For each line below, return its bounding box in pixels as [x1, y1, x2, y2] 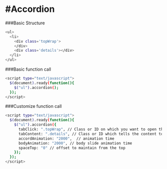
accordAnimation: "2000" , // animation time [18, 136, 114, 141]
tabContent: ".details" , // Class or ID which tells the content [18, 131, 157, 136]
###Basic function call [5, 66, 51, 73]
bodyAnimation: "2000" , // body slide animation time [18, 141, 133, 146]
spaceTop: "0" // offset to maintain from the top [18, 145, 126, 150]
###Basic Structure [5, 20, 45, 26]
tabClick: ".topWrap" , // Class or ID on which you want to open [18, 127, 157, 132]
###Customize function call [5, 103, 62, 109]
